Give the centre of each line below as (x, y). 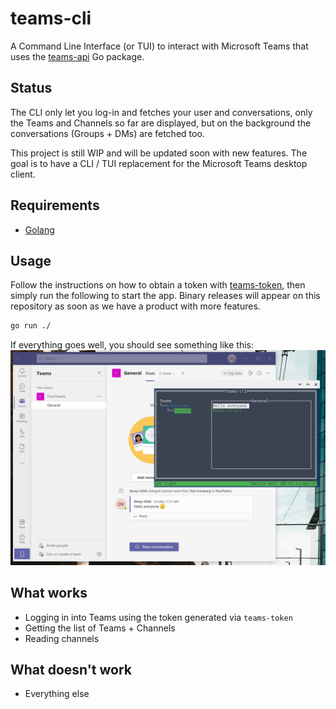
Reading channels (62, 638)
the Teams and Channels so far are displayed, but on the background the (161, 123)
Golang (39, 229)
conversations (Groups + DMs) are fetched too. (107, 133)
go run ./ (31, 326)
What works (49, 593)
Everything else (57, 694)
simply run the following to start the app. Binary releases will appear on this (165, 296)
